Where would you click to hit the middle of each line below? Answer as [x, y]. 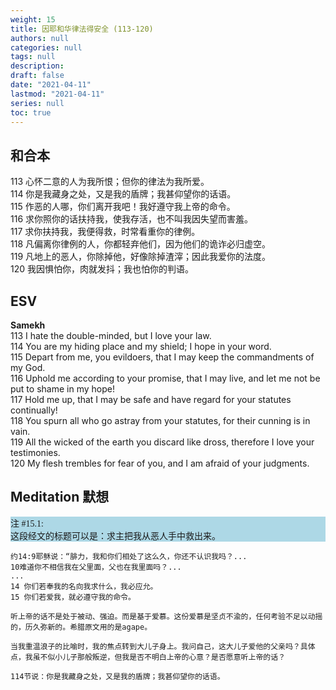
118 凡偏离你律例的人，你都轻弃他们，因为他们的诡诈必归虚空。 [140, 244]
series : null [37, 103]
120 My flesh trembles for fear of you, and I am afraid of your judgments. [160, 463]
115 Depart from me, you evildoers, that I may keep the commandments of [162, 357]
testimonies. [35, 452]
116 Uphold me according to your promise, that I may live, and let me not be [165, 378]
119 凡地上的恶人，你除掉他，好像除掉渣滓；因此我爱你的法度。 [141, 257]
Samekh [28, 325]
